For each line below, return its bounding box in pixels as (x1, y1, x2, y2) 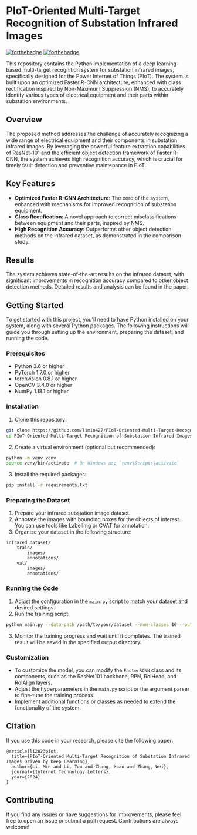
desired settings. (14, 604, 56, 611)
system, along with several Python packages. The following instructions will (6, 322, 189, 329)
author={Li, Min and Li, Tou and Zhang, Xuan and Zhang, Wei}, (11, 764, 169, 770)
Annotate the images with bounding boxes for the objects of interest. (14, 516, 181, 523)
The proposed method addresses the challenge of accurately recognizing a (6, 130, 189, 137)
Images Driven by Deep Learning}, (6, 758, 91, 764)
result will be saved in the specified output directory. (14, 638, 142, 645)
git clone (6, 427, 30, 433)
